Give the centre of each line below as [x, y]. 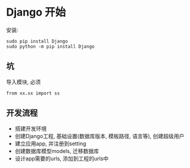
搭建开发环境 [30, 129]
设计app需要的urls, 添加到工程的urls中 [62, 158]
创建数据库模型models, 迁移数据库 [57, 151]
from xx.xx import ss [33, 93]
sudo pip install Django [37, 41]
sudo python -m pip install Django [50, 46]
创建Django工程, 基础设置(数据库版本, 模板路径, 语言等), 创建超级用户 [99, 136]
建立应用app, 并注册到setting [50, 143]
